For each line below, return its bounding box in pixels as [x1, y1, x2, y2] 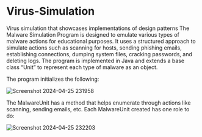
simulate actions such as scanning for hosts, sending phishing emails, [6, 44, 182, 51]
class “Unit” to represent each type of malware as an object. [6, 63, 158, 71]
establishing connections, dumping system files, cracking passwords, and [6, 50, 192, 57]
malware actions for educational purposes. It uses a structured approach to [6, 37, 197, 45]
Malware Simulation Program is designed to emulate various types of [6, 31, 180, 38]
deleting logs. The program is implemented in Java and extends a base [6, 57, 185, 64]
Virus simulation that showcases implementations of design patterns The [6, 24, 190, 32]
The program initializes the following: [6, 75, 99, 83]
